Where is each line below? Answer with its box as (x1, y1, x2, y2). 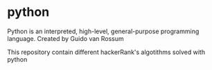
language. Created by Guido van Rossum (7, 34, 125, 42)
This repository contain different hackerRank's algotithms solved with (7, 48, 206, 56)
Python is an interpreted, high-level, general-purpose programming (7, 27, 200, 35)
